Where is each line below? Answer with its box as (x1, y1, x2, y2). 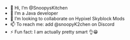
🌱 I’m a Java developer (10, 10, 59, 16)
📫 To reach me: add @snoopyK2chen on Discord (10, 21, 115, 27)
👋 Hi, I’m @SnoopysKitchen (10, 5, 68, 11)
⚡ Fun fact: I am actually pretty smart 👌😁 (10, 29, 98, 35)
